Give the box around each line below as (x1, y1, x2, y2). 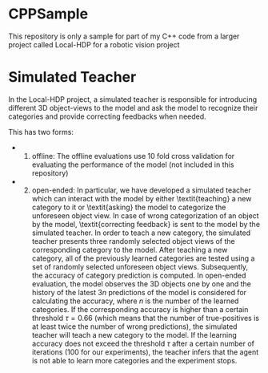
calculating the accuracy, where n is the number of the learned (31, 296, 239, 306)
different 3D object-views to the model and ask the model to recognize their (8, 103, 258, 112)
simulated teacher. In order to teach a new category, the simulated (31, 228, 251, 237)
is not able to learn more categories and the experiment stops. (31, 355, 238, 365)
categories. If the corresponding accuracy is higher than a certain (31, 304, 249, 314)
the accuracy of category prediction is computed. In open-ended (31, 270, 246, 280)
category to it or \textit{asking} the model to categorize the (31, 202, 226, 212)
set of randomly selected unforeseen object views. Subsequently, (31, 262, 249, 271)
